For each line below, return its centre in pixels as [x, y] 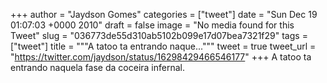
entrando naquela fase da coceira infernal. [97, 67]
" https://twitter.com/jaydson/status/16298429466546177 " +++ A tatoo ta [161, 57]
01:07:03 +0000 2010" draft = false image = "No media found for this [152, 25]
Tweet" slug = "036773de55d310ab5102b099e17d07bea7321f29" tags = [159, 35]
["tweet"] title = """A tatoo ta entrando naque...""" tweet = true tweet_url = [163, 46]
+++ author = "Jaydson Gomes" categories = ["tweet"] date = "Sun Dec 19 [164, 14]
